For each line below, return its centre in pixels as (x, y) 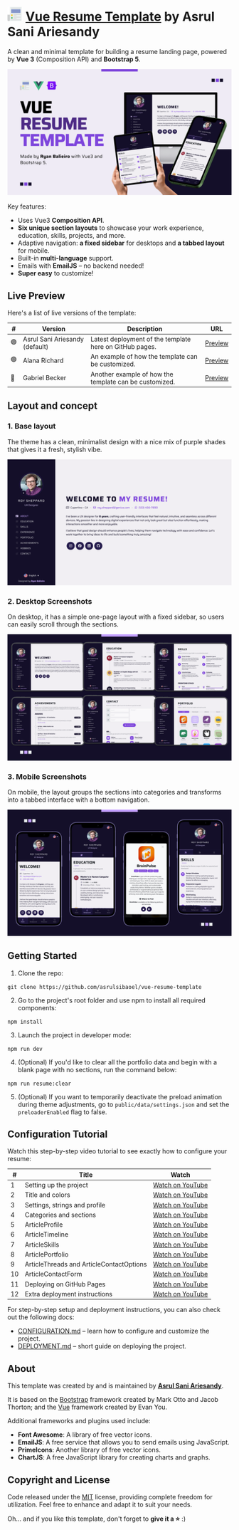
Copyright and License (59, 1480)
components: (37, 1007)
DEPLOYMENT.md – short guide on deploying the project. (102, 1346)
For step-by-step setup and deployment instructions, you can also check (114, 1310)
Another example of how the (132, 374)
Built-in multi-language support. (65, 258)
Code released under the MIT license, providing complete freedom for (110, 1497)
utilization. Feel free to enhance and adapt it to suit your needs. (100, 1504)
